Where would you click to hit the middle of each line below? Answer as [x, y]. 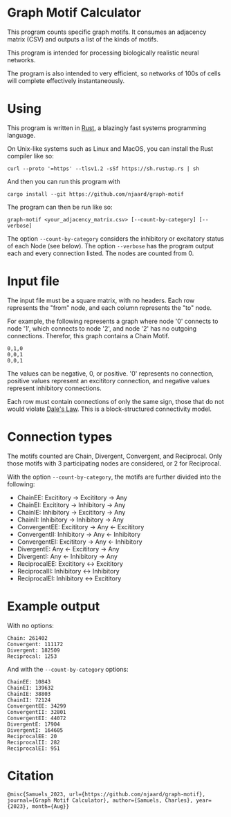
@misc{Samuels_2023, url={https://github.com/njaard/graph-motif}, [107, 794]
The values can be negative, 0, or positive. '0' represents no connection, [111, 373]
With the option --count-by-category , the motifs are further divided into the [114, 477]
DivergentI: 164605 [35, 730]
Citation [30, 775]
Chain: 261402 [28, 638]
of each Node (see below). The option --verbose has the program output [111, 246]
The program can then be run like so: [60, 207]
